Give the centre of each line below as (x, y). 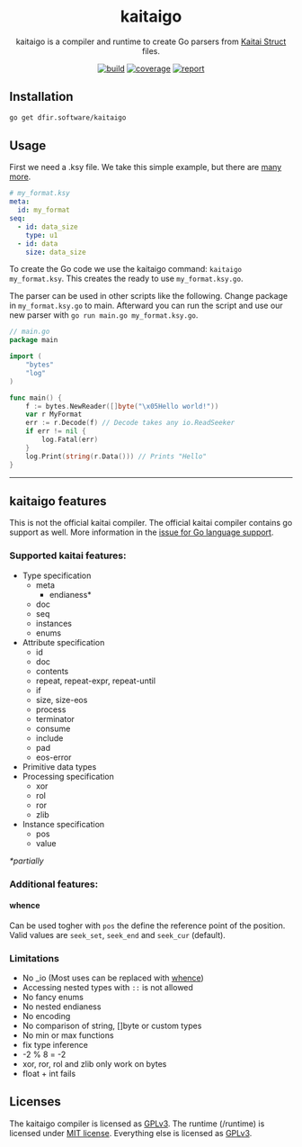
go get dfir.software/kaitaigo (68, 117)
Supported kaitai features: (68, 555)
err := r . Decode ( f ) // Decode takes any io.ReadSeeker (130, 423)
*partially (27, 861)
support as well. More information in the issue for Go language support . (142, 532)
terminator (55, 718)
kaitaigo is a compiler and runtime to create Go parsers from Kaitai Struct (151, 41)
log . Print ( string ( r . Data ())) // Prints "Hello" (116, 456)
